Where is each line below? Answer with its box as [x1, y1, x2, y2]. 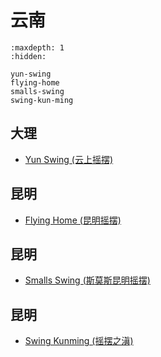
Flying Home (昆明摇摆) [24, 214, 122, 226]
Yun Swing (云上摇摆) [24, 153, 114, 165]
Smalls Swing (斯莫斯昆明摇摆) [24, 274, 151, 286]
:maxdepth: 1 [10, 42, 65, 53]
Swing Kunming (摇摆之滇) [24, 335, 134, 347]
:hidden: [10, 51, 47, 61]
